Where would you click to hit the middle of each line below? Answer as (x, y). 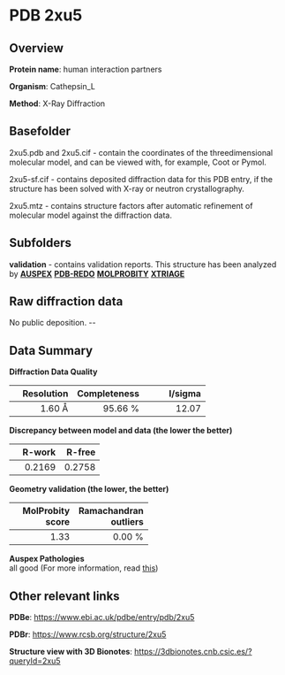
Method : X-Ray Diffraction (57, 104)
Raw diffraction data (66, 302)
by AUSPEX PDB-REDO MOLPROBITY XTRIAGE (97, 273)
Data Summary (51, 350)
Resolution (45, 394)
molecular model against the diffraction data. (90, 215)
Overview (37, 48)
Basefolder (40, 131)
